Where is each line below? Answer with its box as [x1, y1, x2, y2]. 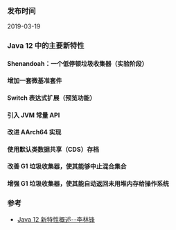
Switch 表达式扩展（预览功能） [7, 94, 96, 102]
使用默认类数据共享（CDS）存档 [7, 145, 99, 153]
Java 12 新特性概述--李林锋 [17, 215, 96, 224]
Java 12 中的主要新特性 [7, 41, 85, 51]
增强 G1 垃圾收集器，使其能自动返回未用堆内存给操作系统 [7, 179, 170, 188]
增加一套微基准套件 [7, 76, 62, 85]
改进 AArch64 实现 [7, 128, 62, 136]
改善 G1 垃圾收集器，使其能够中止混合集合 [7, 162, 127, 170]
